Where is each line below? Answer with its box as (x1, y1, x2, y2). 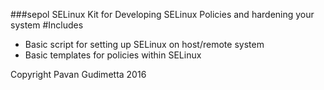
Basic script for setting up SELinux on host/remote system (24, 39, 265, 50)
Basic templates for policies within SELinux (24, 49, 202, 61)
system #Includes (10, 19, 84, 31)
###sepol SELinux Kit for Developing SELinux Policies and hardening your (10, 9, 315, 20)
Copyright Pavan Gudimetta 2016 (10, 69, 147, 80)
